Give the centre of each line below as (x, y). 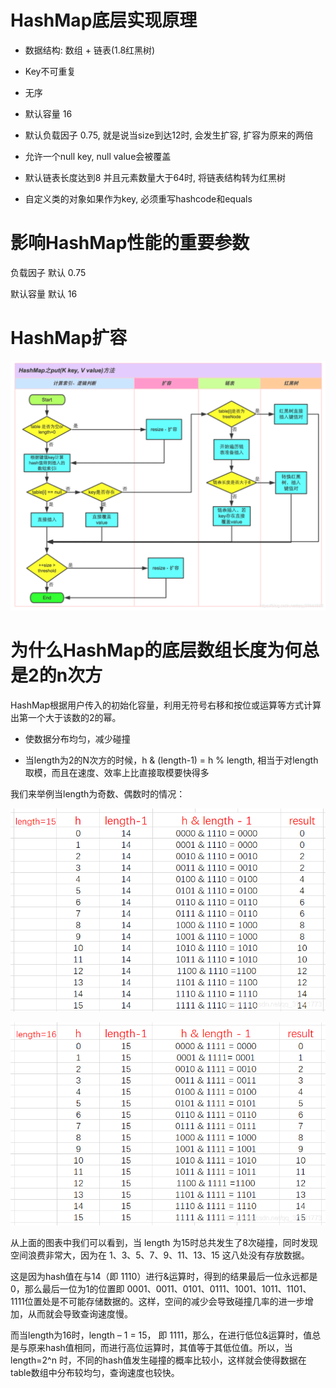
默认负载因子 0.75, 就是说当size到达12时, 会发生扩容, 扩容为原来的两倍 (169, 135)
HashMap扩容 (69, 338)
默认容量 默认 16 (44, 293)
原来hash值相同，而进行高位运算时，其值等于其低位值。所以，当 (160, 1347)
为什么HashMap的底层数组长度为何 (156, 650)
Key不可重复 (50, 71)
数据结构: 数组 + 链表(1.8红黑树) (90, 50)
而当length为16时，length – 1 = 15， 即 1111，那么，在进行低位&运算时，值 (161, 1335)
